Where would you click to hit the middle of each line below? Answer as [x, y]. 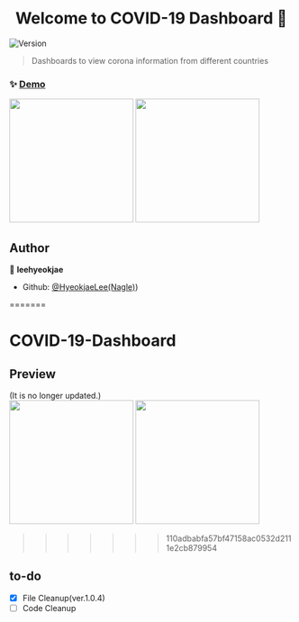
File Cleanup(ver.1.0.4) [63, 598]
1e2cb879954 [192, 548]
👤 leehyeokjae [36, 270]
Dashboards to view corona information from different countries [149, 60]
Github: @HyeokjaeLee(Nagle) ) [80, 287]
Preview [33, 374]
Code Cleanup [49, 608]
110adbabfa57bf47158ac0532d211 [229, 538]
